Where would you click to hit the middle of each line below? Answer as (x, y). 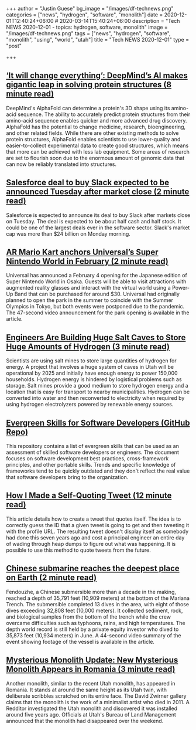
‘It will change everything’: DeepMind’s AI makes (97, 76)
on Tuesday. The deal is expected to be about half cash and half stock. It (94, 221)
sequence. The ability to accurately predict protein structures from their (104, 114)
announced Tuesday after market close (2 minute (98, 192)
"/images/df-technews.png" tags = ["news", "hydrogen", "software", (88, 33)
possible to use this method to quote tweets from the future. (78, 550)
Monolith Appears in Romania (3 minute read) (91, 669)
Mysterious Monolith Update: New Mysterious (92, 660)
